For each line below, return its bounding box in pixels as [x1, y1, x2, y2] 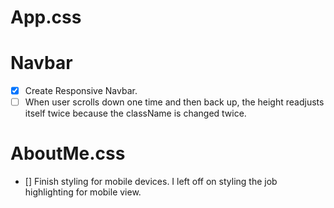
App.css [10, 6, 82, 29]
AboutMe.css [10, 142, 126, 165]
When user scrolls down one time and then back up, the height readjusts [24, 96, 325, 108]
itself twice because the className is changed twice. [24, 107, 247, 120]
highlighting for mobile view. [24, 186, 142, 198]
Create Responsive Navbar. [24, 85, 138, 97]
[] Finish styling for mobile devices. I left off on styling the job [24, 176, 278, 188]
